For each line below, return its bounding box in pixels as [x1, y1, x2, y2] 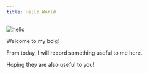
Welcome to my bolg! [6, 37, 60, 44]
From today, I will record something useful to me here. [6, 49, 142, 56]
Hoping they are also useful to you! [6, 61, 95, 68]
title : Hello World [6, 8, 56, 15]
